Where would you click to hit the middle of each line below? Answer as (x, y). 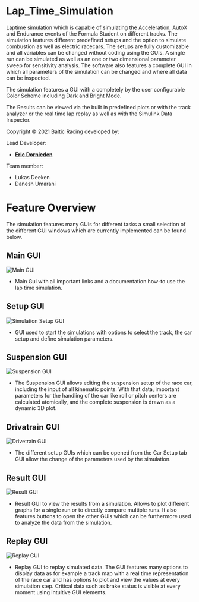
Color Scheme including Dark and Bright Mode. (64, 96)
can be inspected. (28, 78)
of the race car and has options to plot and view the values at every (97, 579)
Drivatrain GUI (33, 427)
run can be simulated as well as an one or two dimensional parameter (91, 59)
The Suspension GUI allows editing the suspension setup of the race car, (104, 383)
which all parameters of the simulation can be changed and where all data (97, 71)
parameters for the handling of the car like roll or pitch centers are (96, 396)
